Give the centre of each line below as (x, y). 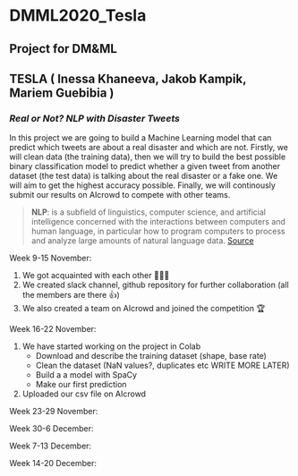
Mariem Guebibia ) (62, 93)
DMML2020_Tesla (78, 16)
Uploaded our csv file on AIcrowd (84, 394)
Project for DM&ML (64, 49)
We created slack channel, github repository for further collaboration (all (155, 285)
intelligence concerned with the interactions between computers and (158, 222)
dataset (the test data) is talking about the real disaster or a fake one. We (144, 176)
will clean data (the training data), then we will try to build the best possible (148, 157)
